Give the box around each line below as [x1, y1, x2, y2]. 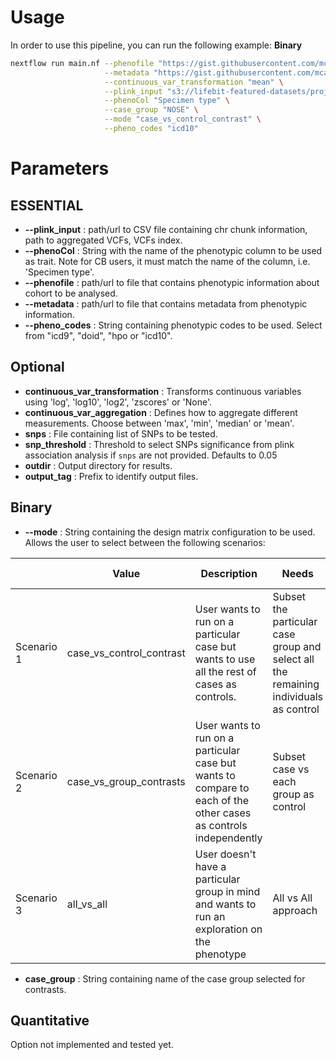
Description [200, 566, 258, 580]
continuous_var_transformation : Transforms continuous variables [24, 385, 302, 397]
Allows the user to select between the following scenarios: [24, 536, 266, 548]
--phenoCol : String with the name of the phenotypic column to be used [24, 244, 323, 256]
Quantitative [10, 1012, 90, 1029]
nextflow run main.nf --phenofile [10, 58, 155, 68]
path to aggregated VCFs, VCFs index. [24, 234, 183, 246]
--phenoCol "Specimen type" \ [104, 96, 230, 106]
